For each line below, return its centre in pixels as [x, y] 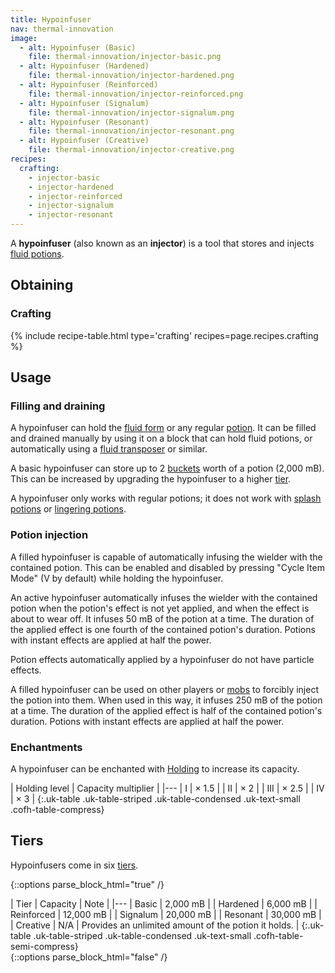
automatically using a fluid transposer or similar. [109, 449]
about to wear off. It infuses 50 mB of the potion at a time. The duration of [162, 618]
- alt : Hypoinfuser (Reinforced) [89, 85]
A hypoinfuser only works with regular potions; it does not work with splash [166, 498]
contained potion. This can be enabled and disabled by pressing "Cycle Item [167, 567]
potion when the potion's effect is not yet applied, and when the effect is [160, 608]
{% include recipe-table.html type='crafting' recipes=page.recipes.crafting [164, 335]
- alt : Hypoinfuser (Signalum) [84, 103]
